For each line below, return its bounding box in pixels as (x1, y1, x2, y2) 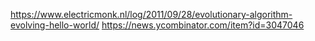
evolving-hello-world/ (10, 19, 100, 31)
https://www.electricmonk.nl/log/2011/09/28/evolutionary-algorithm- (10, 9, 293, 20)
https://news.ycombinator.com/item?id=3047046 (101, 19, 305, 31)
